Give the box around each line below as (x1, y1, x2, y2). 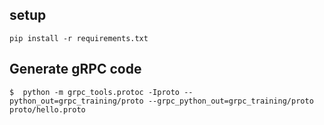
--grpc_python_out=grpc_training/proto (147, 96, 314, 106)
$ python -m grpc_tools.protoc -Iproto (9, 87, 181, 97)
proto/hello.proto (9, 104, 86, 115)
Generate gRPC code (9, 61, 142, 78)
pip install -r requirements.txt (9, 33, 149, 43)
